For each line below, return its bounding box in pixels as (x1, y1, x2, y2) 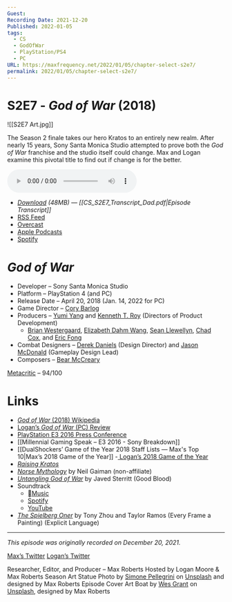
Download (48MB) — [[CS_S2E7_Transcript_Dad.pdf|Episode (17, 198, 191, 207)
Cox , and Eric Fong (27, 333, 82, 342)
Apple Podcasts (17, 228, 63, 236)
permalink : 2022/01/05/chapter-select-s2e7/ (7, 68, 137, 75)
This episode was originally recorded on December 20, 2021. (7, 538, 181, 547)
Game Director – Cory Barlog (17, 304, 99, 313)
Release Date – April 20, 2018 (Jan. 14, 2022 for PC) (17, 297, 165, 305)
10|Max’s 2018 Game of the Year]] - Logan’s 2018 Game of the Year (17, 453, 209, 461)
